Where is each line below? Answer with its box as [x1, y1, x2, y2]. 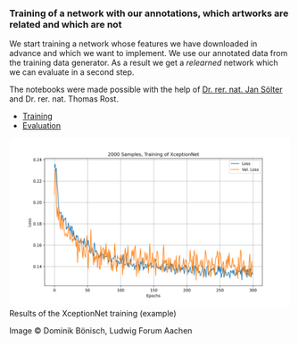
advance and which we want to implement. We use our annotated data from [9, 48, 288, 59]
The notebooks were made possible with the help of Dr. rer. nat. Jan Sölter [9, 84, 283, 95]
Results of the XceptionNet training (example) [9, 308, 177, 318]
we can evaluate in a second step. [9, 67, 135, 78]
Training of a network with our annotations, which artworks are [9, 7, 289, 20]
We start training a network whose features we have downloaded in [9, 38, 258, 49]
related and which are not [9, 18, 122, 30]
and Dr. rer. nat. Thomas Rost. [9, 94, 119, 104]
